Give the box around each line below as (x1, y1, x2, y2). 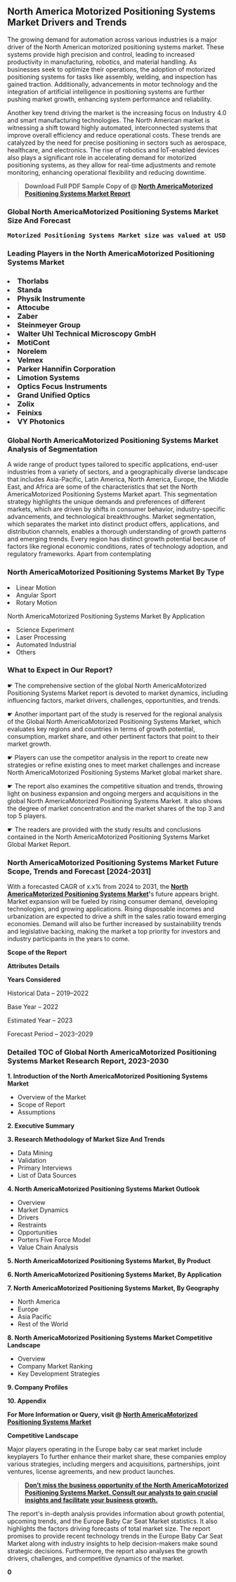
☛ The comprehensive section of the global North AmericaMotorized (7, 681, 207, 690)
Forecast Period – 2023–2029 (7, 1030, 93, 1039)
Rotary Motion (16, 598, 58, 607)
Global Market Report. (7, 840, 72, 848)
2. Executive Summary (7, 1121, 75, 1130)
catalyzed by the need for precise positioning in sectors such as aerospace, (7, 138, 227, 147)
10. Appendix (7, 1397, 47, 1405)
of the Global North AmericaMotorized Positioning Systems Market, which (7, 717, 221, 725)
